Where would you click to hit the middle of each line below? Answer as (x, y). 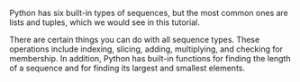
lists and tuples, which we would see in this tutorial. (105, 22)
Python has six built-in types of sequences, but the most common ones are (149, 13)
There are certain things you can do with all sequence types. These (135, 40)
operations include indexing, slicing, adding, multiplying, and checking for (146, 49)
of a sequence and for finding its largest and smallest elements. (127, 68)
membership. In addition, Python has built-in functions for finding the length (150, 58)
